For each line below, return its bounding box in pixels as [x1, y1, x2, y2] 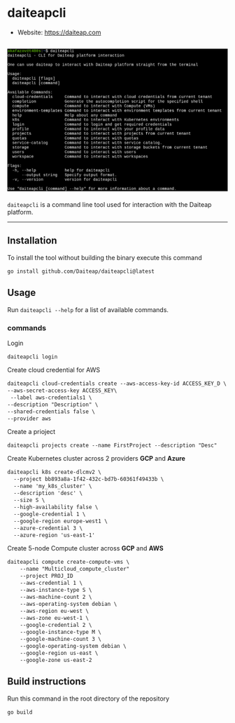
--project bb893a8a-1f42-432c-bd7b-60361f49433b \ [13, 475, 164, 483]
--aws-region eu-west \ [20, 608, 90, 615]
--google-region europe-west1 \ [13, 518, 108, 525]
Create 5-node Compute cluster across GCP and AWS [7, 544, 164, 553]
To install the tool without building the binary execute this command [7, 253, 203, 262]
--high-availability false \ [13, 504, 99, 511]
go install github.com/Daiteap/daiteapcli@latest [7, 268, 155, 275]
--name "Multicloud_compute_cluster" [20, 566, 130, 573]
